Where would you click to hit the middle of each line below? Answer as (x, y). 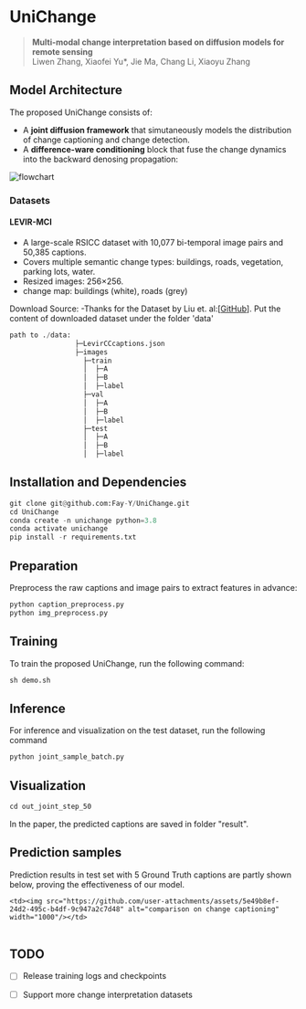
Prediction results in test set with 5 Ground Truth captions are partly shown (151, 875)
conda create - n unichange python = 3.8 (83, 520)
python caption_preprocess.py (67, 604)
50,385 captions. (54, 252)
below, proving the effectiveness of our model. (97, 884)
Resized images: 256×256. (73, 281)
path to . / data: (40, 335)
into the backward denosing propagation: (100, 159)
